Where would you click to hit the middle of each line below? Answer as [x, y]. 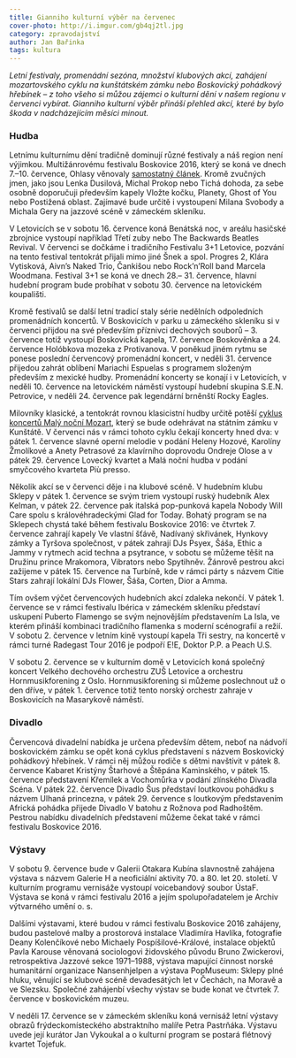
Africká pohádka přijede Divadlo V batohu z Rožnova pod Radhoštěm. [136, 808]
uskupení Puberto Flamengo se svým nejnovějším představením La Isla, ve [144, 617]
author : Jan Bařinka [47, 42]
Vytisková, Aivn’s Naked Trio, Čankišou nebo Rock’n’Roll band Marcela [137, 266]
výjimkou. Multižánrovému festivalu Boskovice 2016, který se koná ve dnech [148, 165]
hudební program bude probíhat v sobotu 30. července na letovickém [136, 285]
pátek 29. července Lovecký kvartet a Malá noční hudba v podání [128, 460]
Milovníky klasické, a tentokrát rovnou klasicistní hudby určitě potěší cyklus [146, 413]
